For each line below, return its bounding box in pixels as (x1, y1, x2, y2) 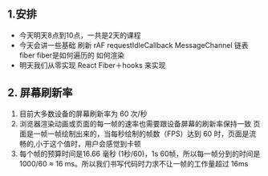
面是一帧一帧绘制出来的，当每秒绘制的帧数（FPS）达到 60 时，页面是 (18, 129, 250, 138)
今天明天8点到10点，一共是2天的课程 (18, 30, 141, 40)
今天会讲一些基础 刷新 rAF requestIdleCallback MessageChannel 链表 (18, 40, 249, 50)
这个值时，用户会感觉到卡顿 (49, 138, 141, 148)
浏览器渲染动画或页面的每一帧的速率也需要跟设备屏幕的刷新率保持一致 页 (18, 118, 261, 128)
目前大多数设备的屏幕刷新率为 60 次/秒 (18, 109, 148, 118)
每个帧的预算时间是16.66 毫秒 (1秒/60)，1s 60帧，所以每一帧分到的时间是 (18, 149, 261, 158)
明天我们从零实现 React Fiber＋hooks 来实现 (18, 60, 166, 70)
